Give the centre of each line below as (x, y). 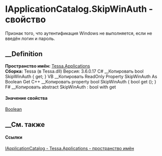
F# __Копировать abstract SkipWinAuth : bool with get (61, 87)
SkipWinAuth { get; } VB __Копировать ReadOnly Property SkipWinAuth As (81, 76)
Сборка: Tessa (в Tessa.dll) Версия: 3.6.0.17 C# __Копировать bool (75, 71)
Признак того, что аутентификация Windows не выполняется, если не (79, 33)
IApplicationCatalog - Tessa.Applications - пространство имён (70, 148)
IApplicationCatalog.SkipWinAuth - (79, 9)
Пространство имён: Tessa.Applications (48, 66)
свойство (25, 19)
